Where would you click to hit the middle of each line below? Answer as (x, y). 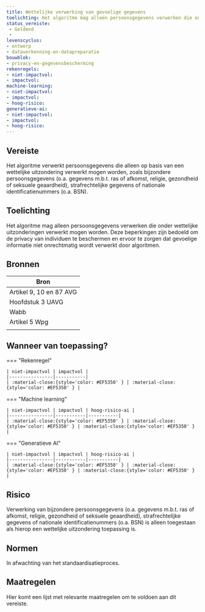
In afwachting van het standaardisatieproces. (63, 563)
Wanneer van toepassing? (57, 346)
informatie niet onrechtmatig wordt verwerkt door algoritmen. (83, 245)
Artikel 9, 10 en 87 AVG (43, 292)
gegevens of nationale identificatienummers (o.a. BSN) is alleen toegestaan (101, 523)
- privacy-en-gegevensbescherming (50, 63)
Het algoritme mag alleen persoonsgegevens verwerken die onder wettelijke (102, 225)
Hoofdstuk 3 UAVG (37, 302)
